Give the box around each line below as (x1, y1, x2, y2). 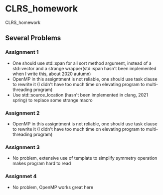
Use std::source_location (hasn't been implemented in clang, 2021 (12, 92, 149, 97)
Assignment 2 (5, 109, 40, 116)
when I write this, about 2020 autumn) (12, 71, 91, 77)
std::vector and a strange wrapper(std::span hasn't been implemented (12, 65, 157, 71)
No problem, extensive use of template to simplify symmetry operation (12, 155, 158, 161)
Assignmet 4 (5, 173, 37, 180)
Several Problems (5, 34, 61, 42)
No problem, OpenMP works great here (12, 184, 94, 190)
